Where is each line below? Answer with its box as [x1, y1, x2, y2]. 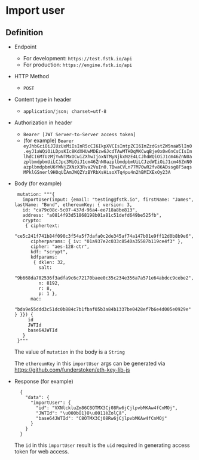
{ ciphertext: [25, 223, 60, 229]
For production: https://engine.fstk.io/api [23, 61, 133, 68]
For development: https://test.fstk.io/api [23, 55, 133, 62]
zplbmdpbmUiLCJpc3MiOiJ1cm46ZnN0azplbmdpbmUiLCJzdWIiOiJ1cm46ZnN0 [23, 159, 192, 165]
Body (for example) [14, 180, 62, 187]
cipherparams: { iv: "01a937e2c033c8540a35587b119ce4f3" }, [30, 238, 183, 244]
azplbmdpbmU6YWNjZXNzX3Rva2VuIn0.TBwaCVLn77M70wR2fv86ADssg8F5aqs [23, 164, 192, 170]
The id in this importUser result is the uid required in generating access [14, 441, 190, 449]
